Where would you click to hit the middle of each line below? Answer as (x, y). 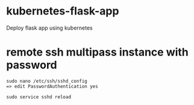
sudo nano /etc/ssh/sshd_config (47, 81)
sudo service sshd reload (39, 97)
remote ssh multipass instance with (97, 52)
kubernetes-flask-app (63, 11)
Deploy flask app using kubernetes (50, 28)
